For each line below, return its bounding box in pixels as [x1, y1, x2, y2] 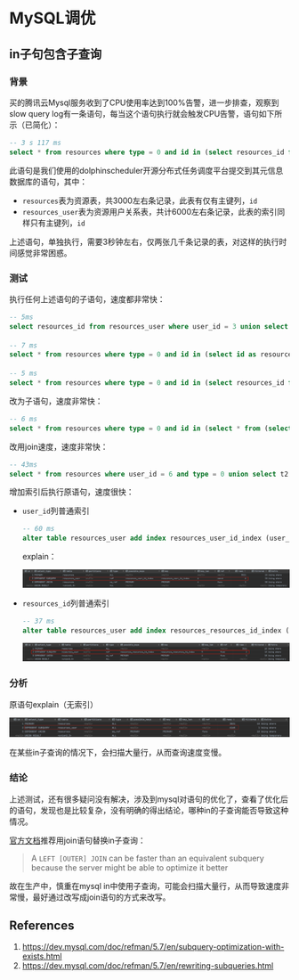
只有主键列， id [29, 217, 86, 228]
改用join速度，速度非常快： [9, 441, 109, 452]
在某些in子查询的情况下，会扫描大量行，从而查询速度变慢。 [9, 747, 227, 758]
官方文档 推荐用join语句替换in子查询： [9, 835, 147, 845]
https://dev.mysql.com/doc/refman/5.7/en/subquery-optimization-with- [21, 942, 285, 952]
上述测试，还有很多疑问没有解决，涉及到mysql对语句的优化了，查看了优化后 [9, 794, 289, 804]
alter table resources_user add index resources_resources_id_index [21, 626, 282, 635]
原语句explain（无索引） [9, 698, 98, 709]
